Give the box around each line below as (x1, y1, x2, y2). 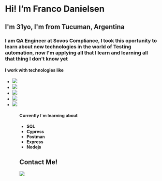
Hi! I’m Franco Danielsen (5, 3, 105, 15)
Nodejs (26, 144, 42, 150)
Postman (26, 134, 45, 139)
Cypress (26, 128, 44, 134)
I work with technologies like (5, 67, 64, 73)
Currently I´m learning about (19, 113, 78, 119)
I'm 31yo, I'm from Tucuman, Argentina (5, 23, 125, 31)
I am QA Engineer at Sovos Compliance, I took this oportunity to (5, 37, 157, 44)
